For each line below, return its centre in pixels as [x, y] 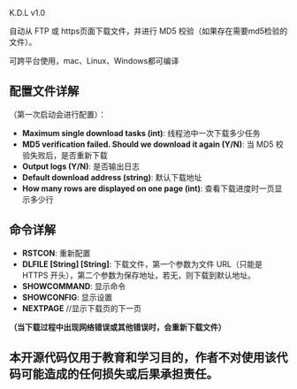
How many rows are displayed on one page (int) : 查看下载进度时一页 [148, 188]
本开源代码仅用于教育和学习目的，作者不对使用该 [143, 358]
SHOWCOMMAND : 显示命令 [74, 286]
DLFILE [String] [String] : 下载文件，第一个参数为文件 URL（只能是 [142, 263]
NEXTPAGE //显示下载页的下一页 [81, 308]
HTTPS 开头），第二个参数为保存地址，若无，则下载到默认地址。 [139, 275]
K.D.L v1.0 [27, 13]
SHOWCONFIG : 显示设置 [67, 297]
